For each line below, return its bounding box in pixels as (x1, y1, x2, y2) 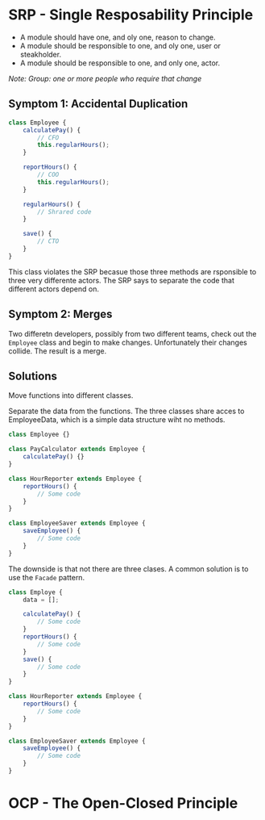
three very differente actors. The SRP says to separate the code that (8, 275, 235, 285)
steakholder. (19, 49, 62, 59)
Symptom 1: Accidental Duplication (8, 97, 188, 111)
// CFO (37, 133, 60, 142)
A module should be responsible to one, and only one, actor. (19, 58, 221, 68)
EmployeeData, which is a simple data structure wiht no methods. (8, 415, 226, 425)
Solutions (8, 369, 58, 383)
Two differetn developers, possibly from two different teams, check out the (8, 328, 257, 338)
